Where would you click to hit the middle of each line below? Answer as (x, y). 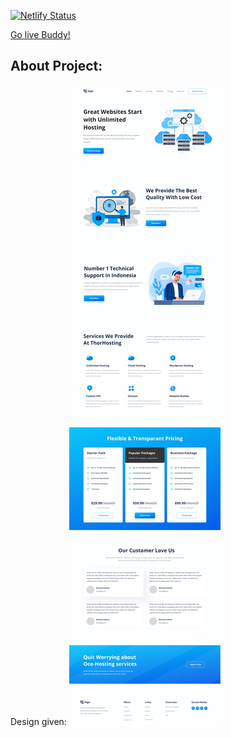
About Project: (56, 66)
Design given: (38, 721)
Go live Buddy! (40, 34)
